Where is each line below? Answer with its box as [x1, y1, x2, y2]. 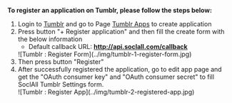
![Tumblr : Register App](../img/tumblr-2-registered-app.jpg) [17, 88, 195, 96]
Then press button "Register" [17, 58, 104, 66]
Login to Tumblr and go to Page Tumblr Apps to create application [17, 20, 212, 28]
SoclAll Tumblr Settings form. [17, 80, 104, 88]
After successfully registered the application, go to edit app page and [17, 65, 223, 73]
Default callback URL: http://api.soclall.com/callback [28, 43, 188, 50]
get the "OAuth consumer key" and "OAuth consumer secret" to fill [17, 72, 215, 81]
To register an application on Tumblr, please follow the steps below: [7, 6, 213, 14]
